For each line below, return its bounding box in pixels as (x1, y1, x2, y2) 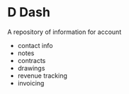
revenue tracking (17, 71, 67, 80)
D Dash (7, 4, 51, 20)
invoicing (17, 78, 45, 87)
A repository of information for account (7, 28, 122, 36)
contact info (17, 41, 53, 49)
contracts (17, 56, 46, 64)
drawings (17, 64, 45, 72)
